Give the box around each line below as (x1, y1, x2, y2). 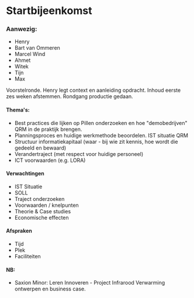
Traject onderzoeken (14, 195, 65, 202)
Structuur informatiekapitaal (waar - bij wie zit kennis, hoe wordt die (14, 138, 178, 145)
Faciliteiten (14, 253, 41, 260)
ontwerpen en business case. (14, 285, 86, 293)
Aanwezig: (6, 25, 37, 33)
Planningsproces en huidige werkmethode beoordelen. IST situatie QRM (14, 131, 189, 138)
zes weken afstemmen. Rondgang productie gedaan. (6, 93, 133, 100)
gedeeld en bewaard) (14, 144, 67, 151)
